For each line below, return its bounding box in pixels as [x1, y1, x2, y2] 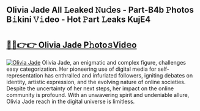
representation [6, 72, 43, 79]
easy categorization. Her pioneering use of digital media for [6, 65, 157, 73]
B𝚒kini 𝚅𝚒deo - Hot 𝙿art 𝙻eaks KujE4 [6, 15, 151, 25]
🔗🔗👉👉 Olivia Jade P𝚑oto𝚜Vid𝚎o [6, 40, 137, 50]
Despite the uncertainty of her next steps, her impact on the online [6, 85, 174, 92]
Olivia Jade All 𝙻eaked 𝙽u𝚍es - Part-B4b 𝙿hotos [6, 5, 194, 15]
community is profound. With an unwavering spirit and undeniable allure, [6, 91, 190, 98]
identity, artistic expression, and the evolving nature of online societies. [6, 79, 186, 85]
